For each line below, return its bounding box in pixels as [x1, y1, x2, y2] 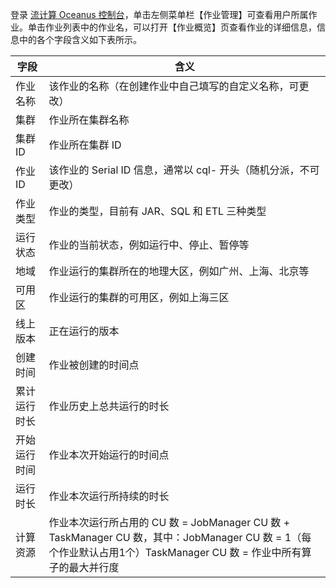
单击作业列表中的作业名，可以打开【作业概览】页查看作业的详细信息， [27, 21, 317, 33]
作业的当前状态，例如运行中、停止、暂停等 [48, 238, 250, 252]
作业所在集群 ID [48, 138, 122, 152]
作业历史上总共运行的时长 [48, 399, 170, 413]
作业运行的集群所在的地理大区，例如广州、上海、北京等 [48, 264, 310, 278]
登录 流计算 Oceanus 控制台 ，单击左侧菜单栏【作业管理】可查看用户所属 [10, 9, 309, 20]
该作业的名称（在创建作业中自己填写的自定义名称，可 [48, 79, 300, 93]
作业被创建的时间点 [48, 358, 140, 372]
